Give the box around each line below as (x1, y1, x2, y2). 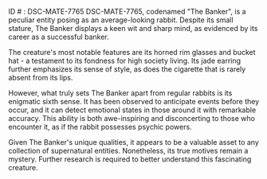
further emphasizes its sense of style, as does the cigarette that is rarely (8, 64, 246, 74)
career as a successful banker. (8, 32, 109, 41)
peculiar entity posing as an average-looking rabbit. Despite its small (8, 15, 234, 25)
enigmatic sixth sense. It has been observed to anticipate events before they (8, 97, 260, 106)
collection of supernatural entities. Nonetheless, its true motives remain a (8, 146, 249, 155)
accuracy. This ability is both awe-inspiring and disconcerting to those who (8, 114, 255, 123)
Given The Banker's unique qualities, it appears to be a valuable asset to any (8, 138, 259, 146)
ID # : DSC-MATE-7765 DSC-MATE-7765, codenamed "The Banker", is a (8, 7, 246, 16)
